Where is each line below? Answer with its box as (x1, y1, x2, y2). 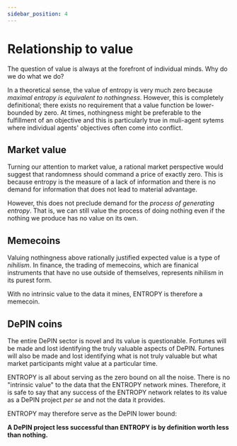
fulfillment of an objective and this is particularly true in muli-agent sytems (7, 116, 224, 124)
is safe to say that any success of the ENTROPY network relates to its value (7, 388, 228, 396)
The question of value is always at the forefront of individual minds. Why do (7, 65, 228, 73)
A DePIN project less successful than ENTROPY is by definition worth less (7, 423, 229, 431)
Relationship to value (7, 40, 134, 57)
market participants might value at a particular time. (7, 359, 158, 367)
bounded (7, 108, 34, 117)
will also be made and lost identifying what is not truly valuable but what (7, 352, 218, 360)
